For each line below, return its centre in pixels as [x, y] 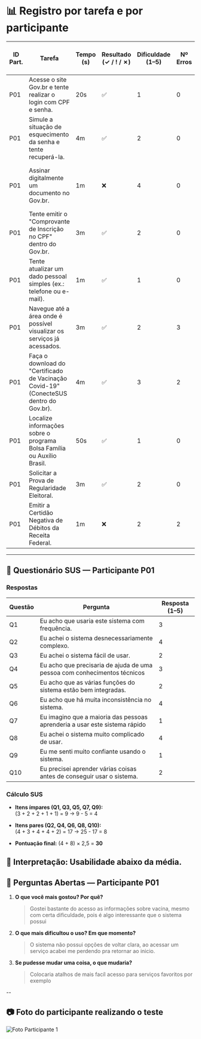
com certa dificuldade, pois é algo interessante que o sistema [106, 915]
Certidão [41, 512]
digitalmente [46, 178]
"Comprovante [49, 221]
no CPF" [41, 236]
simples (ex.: [47, 283]
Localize [41, 418]
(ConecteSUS [48, 393]
